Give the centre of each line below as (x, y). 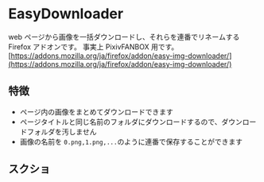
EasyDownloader (66, 14)
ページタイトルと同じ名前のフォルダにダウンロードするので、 (120, 122)
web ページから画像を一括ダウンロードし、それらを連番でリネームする (124, 37)
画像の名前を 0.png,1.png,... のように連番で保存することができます (131, 141)
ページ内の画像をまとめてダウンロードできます (96, 111)
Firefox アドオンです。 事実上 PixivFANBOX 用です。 (93, 46)
